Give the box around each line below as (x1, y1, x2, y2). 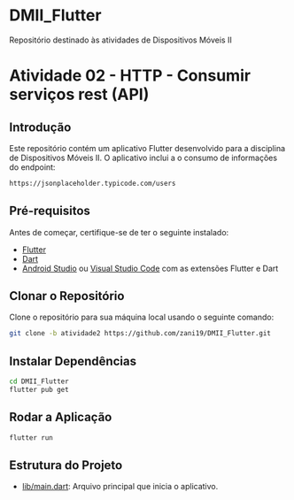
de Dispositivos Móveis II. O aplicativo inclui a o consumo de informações (9, 152, 277, 163)
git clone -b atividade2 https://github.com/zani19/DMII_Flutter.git (9, 329, 272, 338)
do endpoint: (9, 161, 56, 173)
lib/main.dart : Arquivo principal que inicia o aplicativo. (21, 481, 219, 492)
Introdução (9, 119, 72, 135)
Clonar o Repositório (9, 288, 125, 304)
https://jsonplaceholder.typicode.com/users (9, 179, 176, 188)
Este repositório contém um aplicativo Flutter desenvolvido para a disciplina (9, 142, 286, 153)
